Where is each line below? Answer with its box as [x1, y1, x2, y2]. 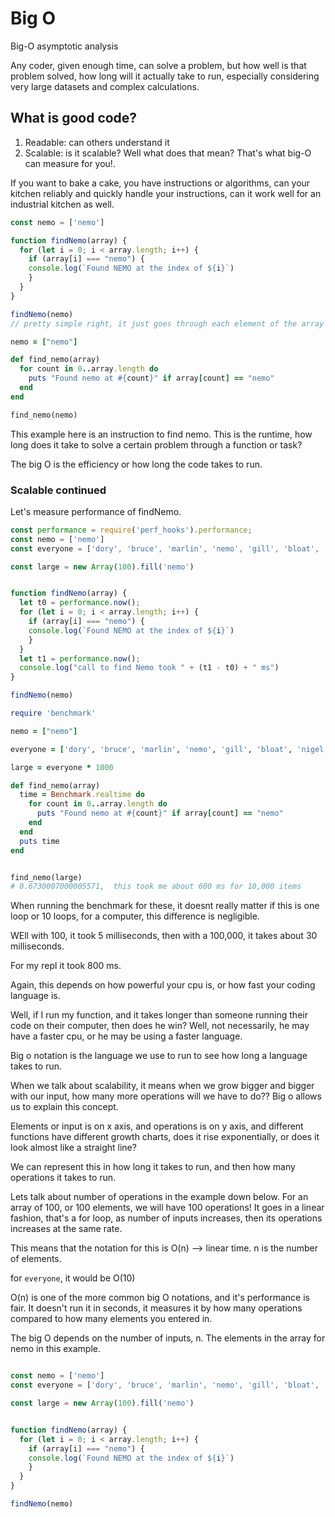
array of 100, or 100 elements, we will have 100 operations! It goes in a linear [10, 1202, 325, 1214]
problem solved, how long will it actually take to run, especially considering [10, 70, 320, 82]
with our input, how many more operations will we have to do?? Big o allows [10, 1090, 322, 1102]
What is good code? [10, 110, 138, 127]
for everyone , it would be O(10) [10, 1272, 136, 1284]
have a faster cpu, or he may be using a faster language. [10, 1030, 243, 1042]
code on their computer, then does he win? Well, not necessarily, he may [10, 1020, 310, 1032]
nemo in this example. [10, 1343, 101, 1355]
